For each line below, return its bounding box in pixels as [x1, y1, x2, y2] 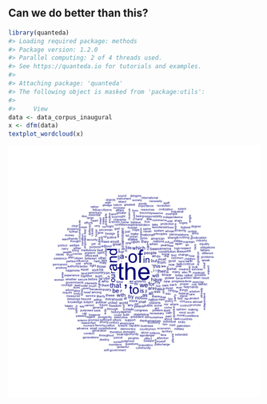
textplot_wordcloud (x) [8, 130, 84, 139]
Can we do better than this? [8, 6, 149, 20]
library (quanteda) [8, 28, 70, 37]
